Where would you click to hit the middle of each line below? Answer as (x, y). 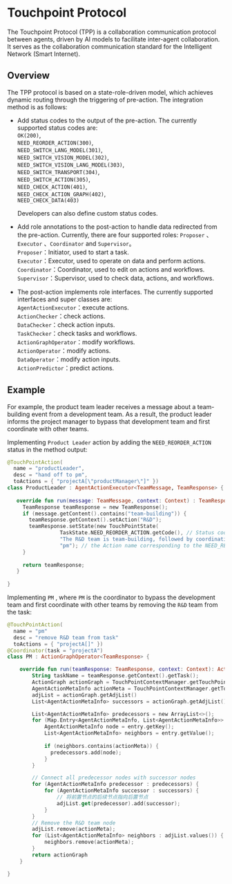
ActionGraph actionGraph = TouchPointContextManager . (111, 682)
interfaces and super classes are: (65, 299)
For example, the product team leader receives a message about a (101, 406)
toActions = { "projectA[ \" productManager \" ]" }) (86, 482)
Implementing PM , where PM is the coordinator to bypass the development (111, 598)
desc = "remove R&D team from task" (66, 637)
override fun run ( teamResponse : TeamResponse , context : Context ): (117, 669)
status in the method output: (47, 449)
